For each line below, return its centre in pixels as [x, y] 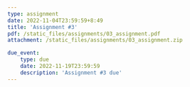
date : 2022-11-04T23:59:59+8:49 [55, 21]
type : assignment [33, 14]
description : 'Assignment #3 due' [71, 72]
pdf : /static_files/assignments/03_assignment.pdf [84, 34]
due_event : [23, 53]
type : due [35, 60]
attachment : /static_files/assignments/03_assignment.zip [95, 40]
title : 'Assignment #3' [43, 27]
